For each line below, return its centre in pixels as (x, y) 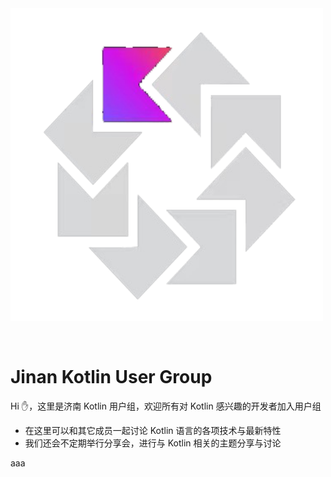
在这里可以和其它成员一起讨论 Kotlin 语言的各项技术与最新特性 (153, 430)
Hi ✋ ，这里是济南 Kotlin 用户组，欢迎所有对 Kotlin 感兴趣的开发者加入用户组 (166, 406)
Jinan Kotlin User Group (111, 377)
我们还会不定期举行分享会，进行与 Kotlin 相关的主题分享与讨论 (153, 443)
